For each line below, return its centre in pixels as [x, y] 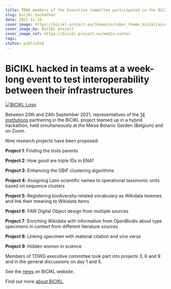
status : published [25, 43]
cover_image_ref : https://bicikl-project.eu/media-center [68, 34]
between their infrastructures [69, 90]
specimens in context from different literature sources [62, 226]
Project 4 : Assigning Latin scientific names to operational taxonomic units [82, 180]
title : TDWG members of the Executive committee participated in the [81, 10]
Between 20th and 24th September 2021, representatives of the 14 [75, 114]
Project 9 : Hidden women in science [44, 246]
